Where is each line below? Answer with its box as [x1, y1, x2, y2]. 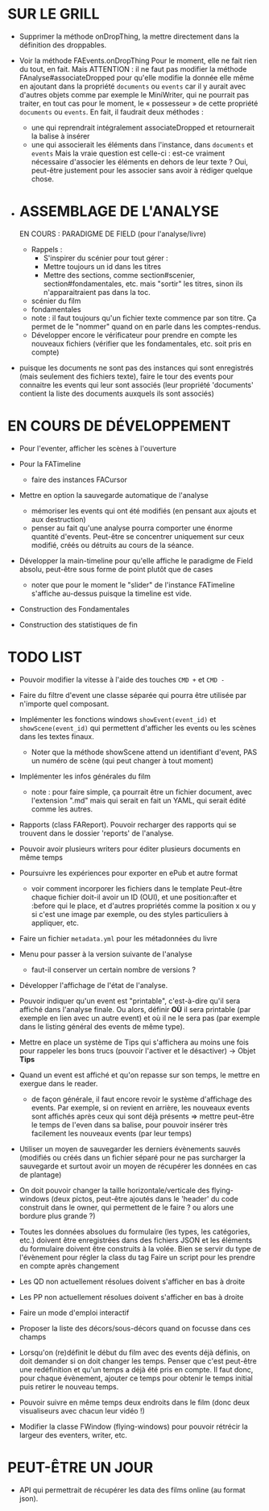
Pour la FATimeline [19, 459, 81, 468]
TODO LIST [7, 648, 83, 666]
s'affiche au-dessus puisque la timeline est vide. [31, 588, 192, 598]
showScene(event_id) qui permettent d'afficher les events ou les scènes [19, 723, 257, 733]
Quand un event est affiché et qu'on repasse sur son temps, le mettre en [19, 1069, 260, 1080]
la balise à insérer [31, 131, 90, 141]
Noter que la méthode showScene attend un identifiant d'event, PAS [31, 747, 258, 757]
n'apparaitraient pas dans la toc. [43, 287, 151, 297]
